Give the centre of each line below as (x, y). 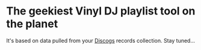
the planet (32, 24)
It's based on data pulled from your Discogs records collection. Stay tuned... (101, 40)
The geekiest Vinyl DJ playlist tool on (101, 11)
